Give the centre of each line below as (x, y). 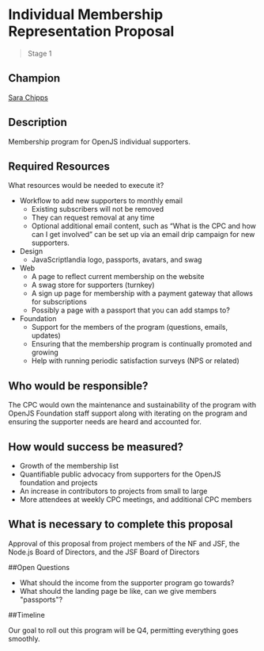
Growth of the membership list (69, 466)
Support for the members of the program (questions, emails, (129, 327)
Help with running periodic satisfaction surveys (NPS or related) (135, 361)
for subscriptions (59, 302)
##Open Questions (39, 567)
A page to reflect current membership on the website (118, 277)
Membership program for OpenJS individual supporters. (100, 141)
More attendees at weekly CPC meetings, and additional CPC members (136, 500)
